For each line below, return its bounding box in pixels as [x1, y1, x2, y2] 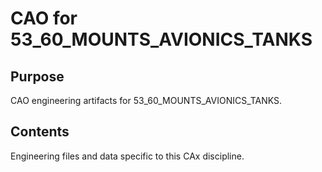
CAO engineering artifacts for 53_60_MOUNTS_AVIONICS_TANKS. [10, 95, 283, 106]
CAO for [10, 7, 78, 30]
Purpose [10, 68, 65, 85]
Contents [10, 123, 70, 141]
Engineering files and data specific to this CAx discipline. [10, 150, 245, 162]
